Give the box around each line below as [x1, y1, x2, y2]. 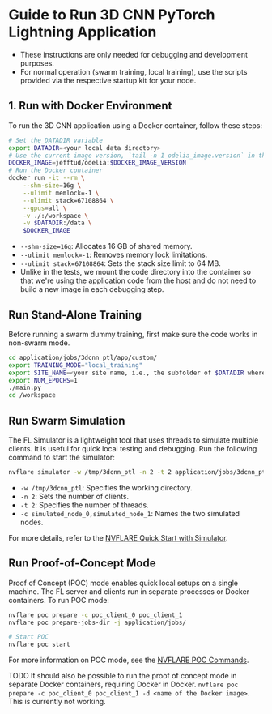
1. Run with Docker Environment [8, 99, 172, 113]
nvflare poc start [8, 640, 70, 649]
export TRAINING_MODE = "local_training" [8, 361, 143, 370]
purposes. [19, 58, 55, 68]
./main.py [8, 383, 42, 392]
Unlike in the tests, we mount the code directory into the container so [19, 267, 251, 277]
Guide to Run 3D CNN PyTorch [8, 6, 215, 24]
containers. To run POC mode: [8, 595, 109, 605]
